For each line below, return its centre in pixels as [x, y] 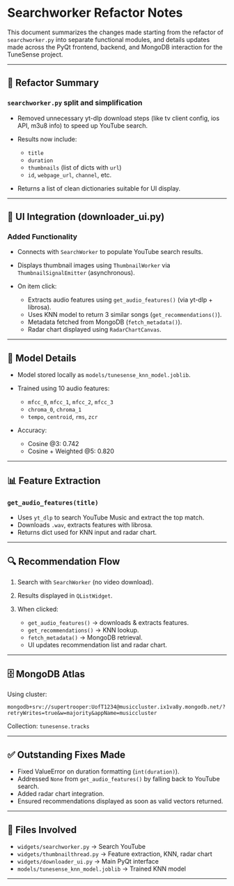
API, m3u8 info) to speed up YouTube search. [83, 125]
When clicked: [38, 609]
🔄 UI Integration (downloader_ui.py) [86, 217]
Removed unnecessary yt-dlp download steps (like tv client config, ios [118, 118]
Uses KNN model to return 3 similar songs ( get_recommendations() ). [125, 315]
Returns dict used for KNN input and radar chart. [87, 532]
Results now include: [47, 139]
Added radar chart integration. [61, 794]
